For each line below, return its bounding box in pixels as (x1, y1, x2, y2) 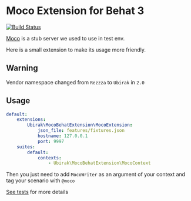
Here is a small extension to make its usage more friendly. (6, 46, 146, 53)
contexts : (37, 155, 62, 161)
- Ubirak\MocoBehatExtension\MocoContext (48, 160, 151, 166)
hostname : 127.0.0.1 (37, 133, 88, 139)
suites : (16, 144, 35, 150)
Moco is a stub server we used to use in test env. (6, 35, 125, 42)
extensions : (16, 117, 46, 122)
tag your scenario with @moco (6, 177, 75, 184)
